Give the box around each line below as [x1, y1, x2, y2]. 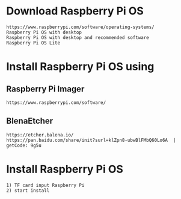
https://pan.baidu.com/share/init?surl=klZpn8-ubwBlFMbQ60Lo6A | [6, 137, 176, 143]
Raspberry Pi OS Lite [6, 40, 61, 46]
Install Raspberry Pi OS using [6, 60, 155, 73]
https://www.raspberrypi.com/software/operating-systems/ [6, 24, 155, 30]
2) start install [6, 188, 50, 194]
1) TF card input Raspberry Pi [6, 182, 85, 188]
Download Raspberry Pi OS [6, 4, 144, 18]
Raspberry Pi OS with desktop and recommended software [6, 34, 149, 40]
